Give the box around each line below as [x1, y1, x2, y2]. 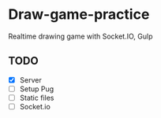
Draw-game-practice [8, 6, 150, 24]
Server [19, 75, 42, 84]
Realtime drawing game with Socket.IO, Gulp [8, 31, 153, 41]
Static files [19, 93, 54, 102]
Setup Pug [19, 84, 54, 94]
